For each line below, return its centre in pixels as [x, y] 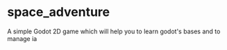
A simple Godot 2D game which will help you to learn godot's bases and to [114, 31]
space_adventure [59, 12]
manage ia [22, 38]
